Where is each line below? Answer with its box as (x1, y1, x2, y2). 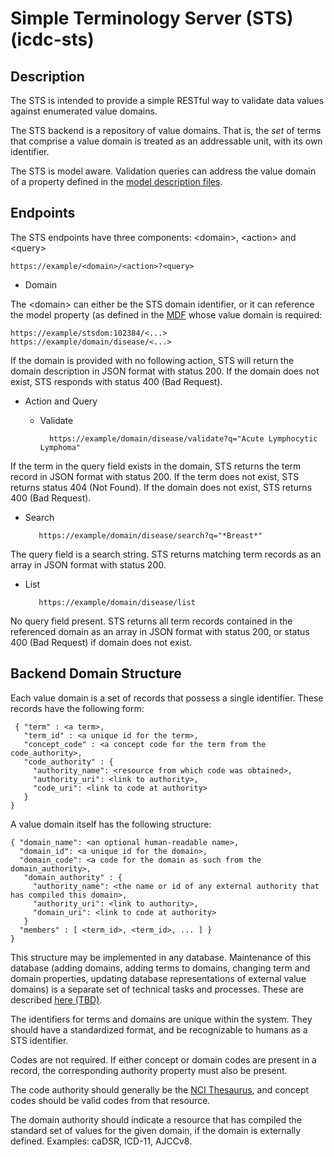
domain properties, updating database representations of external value (10, 972, 307, 984)
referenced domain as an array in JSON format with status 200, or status (10, 625, 310, 637)
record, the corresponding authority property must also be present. (10, 1064, 288, 1076)
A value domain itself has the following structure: (10, 818, 212, 830)
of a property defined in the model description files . (10, 176, 223, 187)
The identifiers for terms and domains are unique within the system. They (10, 1013, 313, 1025)
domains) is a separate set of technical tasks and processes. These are (10, 983, 304, 995)
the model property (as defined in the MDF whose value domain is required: (10, 308, 323, 321)
